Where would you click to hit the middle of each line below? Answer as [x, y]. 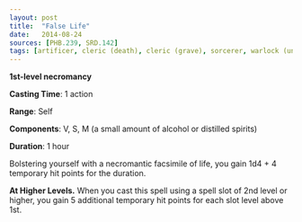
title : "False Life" [50, 26]
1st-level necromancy [51, 76]
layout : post [34, 18]
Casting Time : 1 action [51, 94]
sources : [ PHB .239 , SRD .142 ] [64, 43]
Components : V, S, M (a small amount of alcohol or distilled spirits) [133, 129]
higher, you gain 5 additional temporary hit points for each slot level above [147, 200]
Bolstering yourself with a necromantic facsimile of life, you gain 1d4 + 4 [143, 164]
